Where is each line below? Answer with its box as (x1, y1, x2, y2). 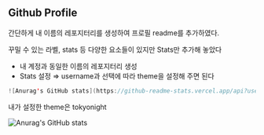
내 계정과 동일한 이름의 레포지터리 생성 (19, 61, 137, 71)
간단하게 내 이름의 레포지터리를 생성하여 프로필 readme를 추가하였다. (8, 27, 220, 38)
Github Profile (8, 6, 78, 20)
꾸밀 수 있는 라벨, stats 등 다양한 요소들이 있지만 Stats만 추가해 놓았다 (8, 45, 222, 54)
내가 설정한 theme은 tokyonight (8, 102, 108, 111)
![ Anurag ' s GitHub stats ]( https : (8, 86, 118, 95)
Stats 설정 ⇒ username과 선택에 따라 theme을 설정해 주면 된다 (19, 71, 214, 81)
